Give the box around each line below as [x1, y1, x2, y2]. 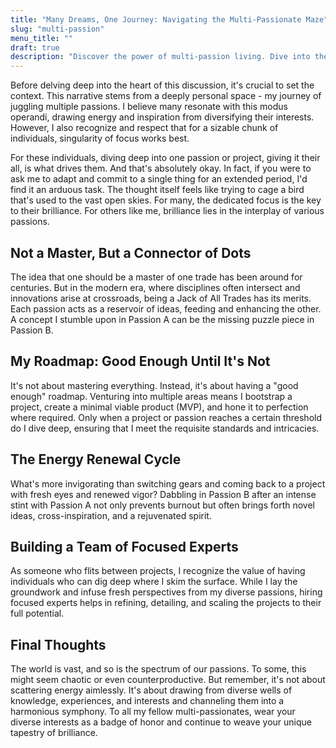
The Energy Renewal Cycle [10, 451, 182, 468]
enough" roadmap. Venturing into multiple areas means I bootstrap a [10, 390, 293, 402]
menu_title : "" [10, 33, 74, 43]
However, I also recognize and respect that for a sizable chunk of [10, 122, 279, 134]
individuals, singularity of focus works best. [10, 132, 190, 145]
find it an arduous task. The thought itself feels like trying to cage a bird [10, 184, 305, 196]
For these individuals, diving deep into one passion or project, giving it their [10, 152, 321, 164]
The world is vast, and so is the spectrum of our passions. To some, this [10, 663, 307, 675]
